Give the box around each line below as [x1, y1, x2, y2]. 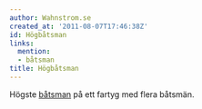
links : [9, 38, 35, 48]
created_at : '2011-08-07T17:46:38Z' [9, 22, 148, 31]
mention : [17, 47, 51, 56]
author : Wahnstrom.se [9, 13, 92, 23]
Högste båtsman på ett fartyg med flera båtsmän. [9, 88, 195, 100]
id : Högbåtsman [9, 30, 67, 39]
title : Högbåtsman [9, 64, 79, 74]
